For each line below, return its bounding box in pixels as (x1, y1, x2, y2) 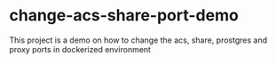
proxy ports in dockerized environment (9, 43, 151, 54)
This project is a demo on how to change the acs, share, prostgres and (9, 35, 268, 45)
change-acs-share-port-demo (9, 5, 240, 26)
